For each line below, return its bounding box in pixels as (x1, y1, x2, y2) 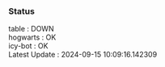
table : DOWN (8, 24, 54, 34)
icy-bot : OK (8, 41, 49, 51)
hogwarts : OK (8, 32, 57, 42)
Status (8, 6, 35, 17)
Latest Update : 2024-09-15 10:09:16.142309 (8, 50, 158, 60)
